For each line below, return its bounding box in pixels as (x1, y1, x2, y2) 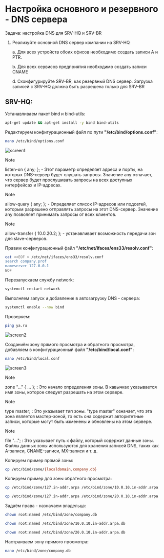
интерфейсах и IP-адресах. (5, 182, 62, 188)
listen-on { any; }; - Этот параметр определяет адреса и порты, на (5, 166, 143, 172)
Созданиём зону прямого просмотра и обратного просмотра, (5, 341, 135, 347)
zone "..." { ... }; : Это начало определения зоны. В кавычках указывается (5, 384, 157, 390)
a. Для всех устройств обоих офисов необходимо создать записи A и (12, 49, 158, 55)
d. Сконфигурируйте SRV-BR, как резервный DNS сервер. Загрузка (12, 78, 153, 84)
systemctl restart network (5, 286, 60, 291)
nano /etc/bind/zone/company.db (5, 548, 71, 553)
